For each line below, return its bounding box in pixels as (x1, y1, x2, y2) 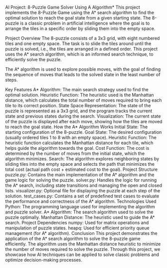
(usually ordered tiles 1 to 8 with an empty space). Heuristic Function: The (5, 135, 157, 140)
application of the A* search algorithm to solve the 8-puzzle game (5, 235, 141, 241)
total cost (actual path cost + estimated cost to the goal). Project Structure (5, 166, 158, 172)
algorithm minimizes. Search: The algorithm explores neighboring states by (5, 156, 160, 162)
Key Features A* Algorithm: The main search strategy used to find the (5, 87, 149, 92)
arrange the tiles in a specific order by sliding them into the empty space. (5, 26, 156, 32)
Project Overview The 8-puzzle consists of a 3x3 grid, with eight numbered (5, 35, 160, 41)
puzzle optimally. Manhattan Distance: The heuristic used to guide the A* (5, 214, 155, 220)
